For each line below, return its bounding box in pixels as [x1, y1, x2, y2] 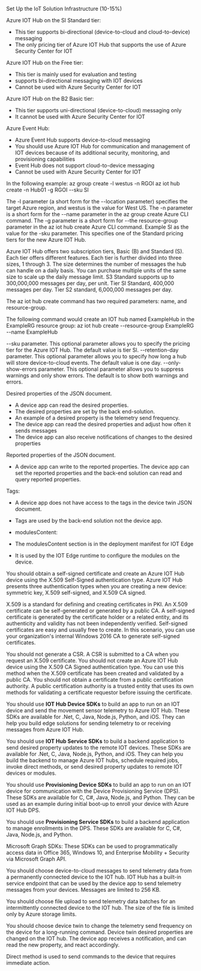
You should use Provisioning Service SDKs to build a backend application [6, 819, 190, 825]
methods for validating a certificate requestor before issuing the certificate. [6, 689, 193, 696]
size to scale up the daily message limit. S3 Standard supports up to [6, 273, 175, 280]
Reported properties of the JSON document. [6, 451, 116, 458]
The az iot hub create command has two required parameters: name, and [6, 298, 187, 305]
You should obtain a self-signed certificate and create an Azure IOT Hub [6, 570, 185, 577]
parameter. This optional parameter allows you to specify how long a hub [6, 353, 187, 359]
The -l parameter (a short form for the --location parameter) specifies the [6, 198, 188, 205]
